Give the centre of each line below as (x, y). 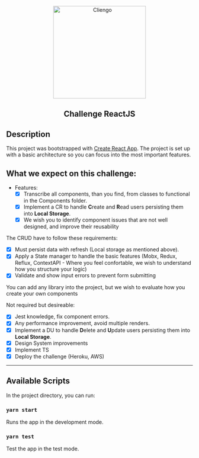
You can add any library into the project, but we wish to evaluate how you (96, 287)
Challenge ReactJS (99, 114)
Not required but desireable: (41, 305)
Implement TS (32, 350)
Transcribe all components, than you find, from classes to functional (107, 194)
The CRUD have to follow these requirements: (62, 238)
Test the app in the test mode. (43, 449)
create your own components (42, 294)
